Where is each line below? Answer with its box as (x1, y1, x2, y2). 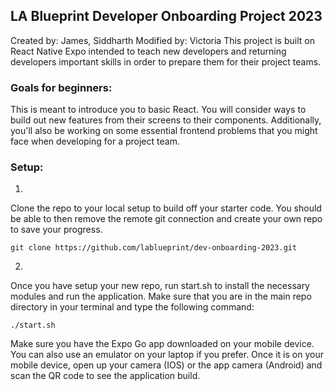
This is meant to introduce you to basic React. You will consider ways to (10, 104, 307, 116)
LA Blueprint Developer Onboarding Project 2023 (10, 8, 323, 25)
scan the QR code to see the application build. (10, 370, 201, 382)
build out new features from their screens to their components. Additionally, (10, 114, 322, 126)
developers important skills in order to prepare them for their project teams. (10, 55, 322, 68)
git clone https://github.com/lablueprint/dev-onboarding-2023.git (10, 243, 298, 253)
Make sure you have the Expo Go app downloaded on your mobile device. (10, 338, 315, 350)
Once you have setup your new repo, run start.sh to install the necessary (10, 280, 310, 292)
